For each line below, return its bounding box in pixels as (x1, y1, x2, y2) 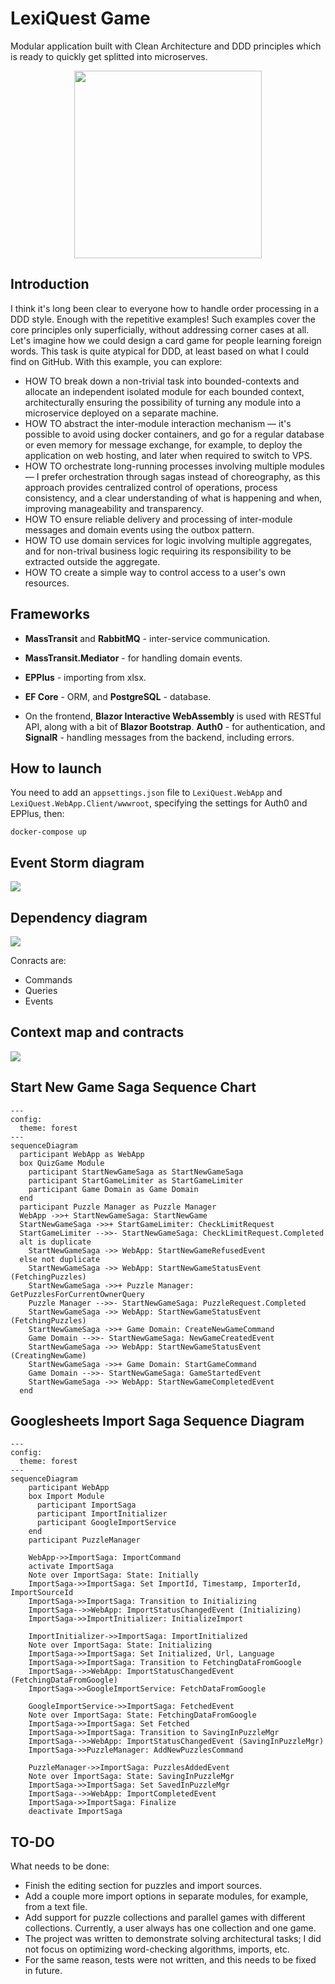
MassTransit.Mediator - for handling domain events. (24, 652, 243, 664)
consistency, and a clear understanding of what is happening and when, (24, 492, 323, 504)
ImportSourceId (10, 1588, 74, 1598)
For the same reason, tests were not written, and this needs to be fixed (24, 1954, 317, 1966)
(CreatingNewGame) (10, 1350, 87, 1361)
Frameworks (10, 606, 91, 623)
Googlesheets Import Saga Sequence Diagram (10, 1413, 305, 1430)
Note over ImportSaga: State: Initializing (28, 1640, 213, 1651)
